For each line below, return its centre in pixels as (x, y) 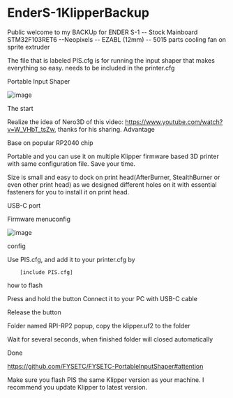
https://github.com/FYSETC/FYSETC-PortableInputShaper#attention (105, 366)
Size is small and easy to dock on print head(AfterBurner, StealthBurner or (114, 177)
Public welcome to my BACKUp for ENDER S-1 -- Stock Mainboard (103, 32)
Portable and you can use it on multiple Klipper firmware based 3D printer (113, 156)
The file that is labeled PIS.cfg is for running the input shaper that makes (111, 60)
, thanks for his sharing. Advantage (105, 129)
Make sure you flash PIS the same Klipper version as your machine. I (106, 380)
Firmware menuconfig (39, 219)
